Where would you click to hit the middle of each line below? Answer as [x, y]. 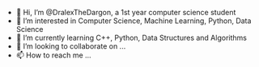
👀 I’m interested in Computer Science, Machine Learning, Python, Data [134, 21]
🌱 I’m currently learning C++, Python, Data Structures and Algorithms [131, 37]
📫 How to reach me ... [53, 55]
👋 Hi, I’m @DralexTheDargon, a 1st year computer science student [126, 12]
